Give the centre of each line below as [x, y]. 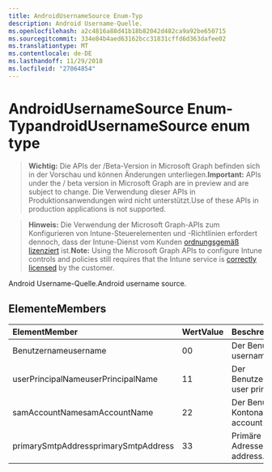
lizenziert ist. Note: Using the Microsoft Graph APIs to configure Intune [145, 250]
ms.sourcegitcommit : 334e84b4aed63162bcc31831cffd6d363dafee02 [117, 39]
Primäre [246, 436]
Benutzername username [59, 350]
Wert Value [203, 332]
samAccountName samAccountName [83, 412]
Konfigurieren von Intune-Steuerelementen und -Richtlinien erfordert [142, 233]
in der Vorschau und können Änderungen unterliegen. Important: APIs [144, 174]
